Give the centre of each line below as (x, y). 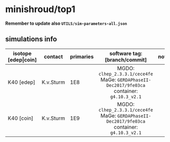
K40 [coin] (21, 118)
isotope (22, 53)
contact (53, 57)
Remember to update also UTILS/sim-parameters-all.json (66, 23)
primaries (82, 57)
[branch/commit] (126, 60)
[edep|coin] (22, 60)
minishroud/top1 (40, 9)
